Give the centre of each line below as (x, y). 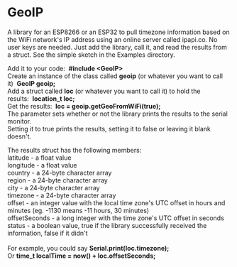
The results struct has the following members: (75, 150)
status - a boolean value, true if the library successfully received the (107, 225)
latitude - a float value (39, 158)
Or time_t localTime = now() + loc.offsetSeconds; (82, 256)
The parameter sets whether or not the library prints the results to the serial (118, 114)
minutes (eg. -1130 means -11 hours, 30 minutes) (78, 210)
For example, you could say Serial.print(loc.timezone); (88, 248)
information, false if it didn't (48, 233)
